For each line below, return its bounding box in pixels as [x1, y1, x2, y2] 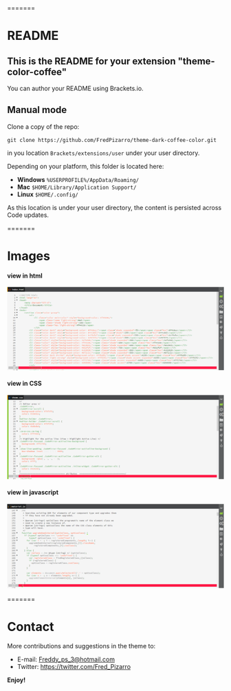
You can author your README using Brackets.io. [7, 84, 144, 92]
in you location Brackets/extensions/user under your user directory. [7, 149, 200, 157]
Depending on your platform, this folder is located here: [7, 162, 164, 170]
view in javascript [7, 488, 59, 497]
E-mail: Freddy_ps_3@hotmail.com [16, 655, 115, 663]
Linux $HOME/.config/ [16, 190, 79, 198]
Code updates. [7, 211, 49, 219]
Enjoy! [7, 676, 26, 684]
